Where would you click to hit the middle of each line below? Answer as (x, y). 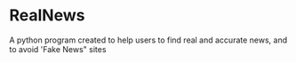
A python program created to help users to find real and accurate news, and (148, 40)
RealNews (47, 15)
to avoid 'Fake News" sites (58, 49)
